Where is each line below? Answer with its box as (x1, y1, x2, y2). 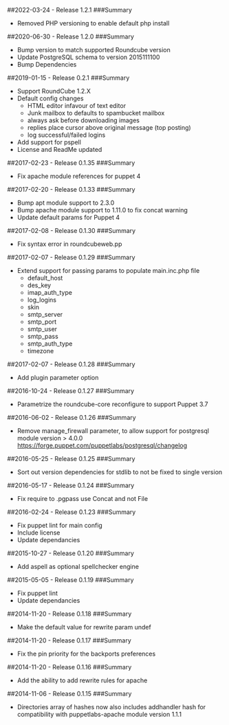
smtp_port (27, 317, 57, 326)
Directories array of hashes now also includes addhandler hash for (17, 703, 206, 711)
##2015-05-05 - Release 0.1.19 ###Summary (7, 576, 134, 583)
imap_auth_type (27, 289, 72, 296)
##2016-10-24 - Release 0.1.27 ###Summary (7, 387, 135, 394)
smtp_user (27, 325, 57, 333)
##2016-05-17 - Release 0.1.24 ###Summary (7, 481, 135, 489)
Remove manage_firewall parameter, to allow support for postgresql (17, 427, 210, 435)
